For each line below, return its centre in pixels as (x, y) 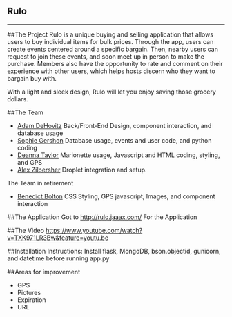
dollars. (18, 99)
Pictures (29, 292)
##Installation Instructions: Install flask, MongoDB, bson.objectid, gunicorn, (114, 251)
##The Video (26, 230)
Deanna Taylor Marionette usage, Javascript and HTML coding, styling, (118, 155)
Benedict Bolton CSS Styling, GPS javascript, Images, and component (116, 196)
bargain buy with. (32, 78)
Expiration (31, 300)
